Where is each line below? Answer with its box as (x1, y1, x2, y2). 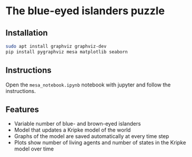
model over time (14, 145, 54, 152)
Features (5, 104, 39, 114)
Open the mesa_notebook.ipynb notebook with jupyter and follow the (5, 81, 171, 88)
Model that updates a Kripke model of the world (14, 126, 131, 134)
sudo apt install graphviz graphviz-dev (5, 43, 107, 49)
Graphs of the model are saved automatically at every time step (14, 133, 169, 140)
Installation (5, 28, 48, 38)
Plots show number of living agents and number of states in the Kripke (14, 139, 186, 146)
